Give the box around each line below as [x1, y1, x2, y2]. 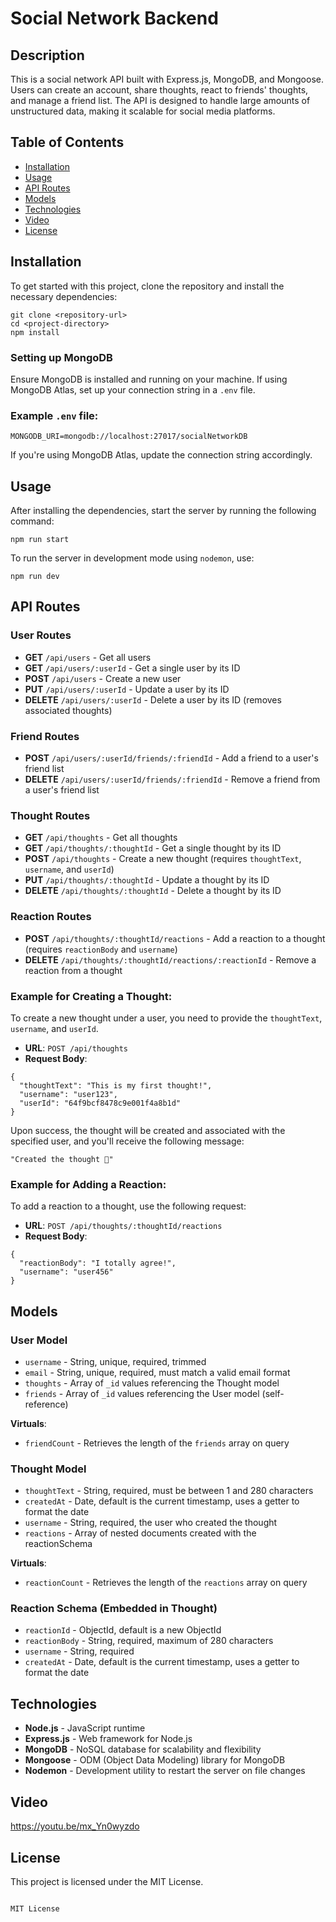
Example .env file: [10, 408, 99, 422]
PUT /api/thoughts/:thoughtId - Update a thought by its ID [24, 874, 270, 886]
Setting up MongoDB [10, 350, 113, 364]
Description [10, 47, 85, 64]
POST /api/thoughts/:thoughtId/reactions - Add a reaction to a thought [24, 932, 326, 944]
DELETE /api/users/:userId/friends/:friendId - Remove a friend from [24, 773, 321, 786]
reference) [24, 1398, 69, 1410]
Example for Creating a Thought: [10, 989, 173, 1003]
